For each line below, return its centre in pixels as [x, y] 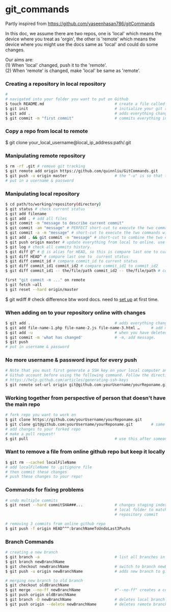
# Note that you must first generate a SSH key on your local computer [83, 371]
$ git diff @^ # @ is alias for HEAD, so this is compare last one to [82, 252]
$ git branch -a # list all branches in [85, 557]
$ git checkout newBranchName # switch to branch [81, 566]
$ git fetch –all [24, 285]
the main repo [23, 404]
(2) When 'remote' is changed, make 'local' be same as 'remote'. [73, 71]
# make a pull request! [31, 434]
